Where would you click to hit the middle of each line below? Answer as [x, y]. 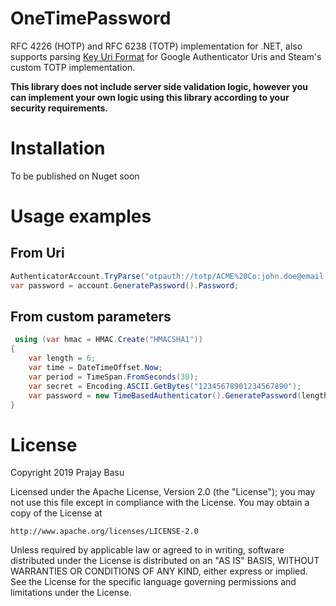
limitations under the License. [71, 593]
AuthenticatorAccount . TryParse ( [77, 276]
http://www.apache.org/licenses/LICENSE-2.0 [104, 532]
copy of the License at [56, 513]
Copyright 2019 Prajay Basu [67, 473]
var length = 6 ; [62, 358]
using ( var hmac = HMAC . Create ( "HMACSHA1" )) [108, 340]
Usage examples [81, 216]
